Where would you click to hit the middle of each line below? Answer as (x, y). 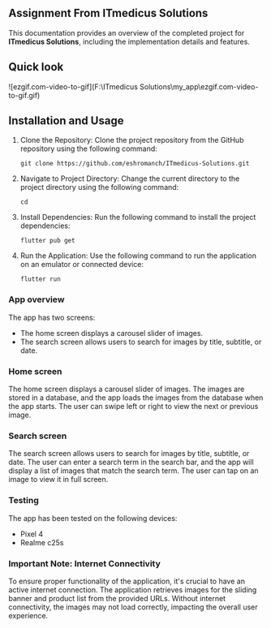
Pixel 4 (31, 534)
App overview (37, 299)
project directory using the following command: (99, 187)
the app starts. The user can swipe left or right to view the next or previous (133, 406)
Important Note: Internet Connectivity (84, 563)
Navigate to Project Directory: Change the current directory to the (130, 179)
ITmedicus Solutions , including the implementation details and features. (129, 41)
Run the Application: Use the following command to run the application (138, 256)
